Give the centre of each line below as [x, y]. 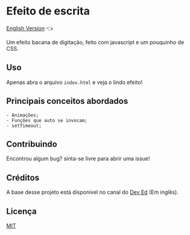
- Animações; [23, 115]
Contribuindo [32, 144]
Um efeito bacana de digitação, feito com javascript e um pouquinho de [95, 42]
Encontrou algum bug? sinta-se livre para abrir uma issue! [78, 159]
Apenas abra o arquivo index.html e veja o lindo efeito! [74, 82]
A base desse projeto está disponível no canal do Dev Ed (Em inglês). [93, 192]
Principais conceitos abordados [67, 101]
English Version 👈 [30, 28]
